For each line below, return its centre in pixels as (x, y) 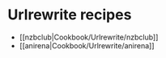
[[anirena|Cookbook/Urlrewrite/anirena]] (87, 45)
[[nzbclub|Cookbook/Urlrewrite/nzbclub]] (89, 37)
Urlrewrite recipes (70, 15)
